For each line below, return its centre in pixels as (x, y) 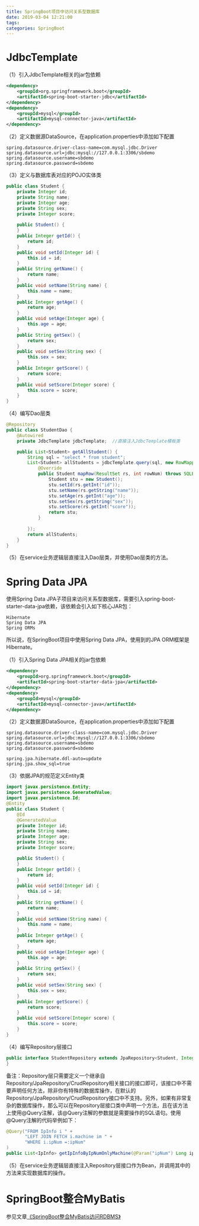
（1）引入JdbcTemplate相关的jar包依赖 (54, 75)
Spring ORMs (21, 628)
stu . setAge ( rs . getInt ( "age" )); (87, 496)
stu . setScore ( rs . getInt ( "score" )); (92, 507)
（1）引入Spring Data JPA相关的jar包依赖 (56, 660)
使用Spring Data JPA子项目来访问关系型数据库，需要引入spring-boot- (91, 599)
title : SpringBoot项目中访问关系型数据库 (53, 12)
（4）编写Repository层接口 (39, 1046)
